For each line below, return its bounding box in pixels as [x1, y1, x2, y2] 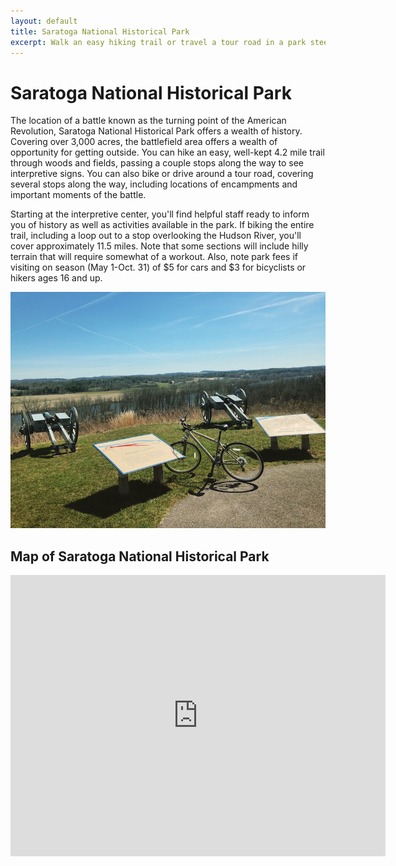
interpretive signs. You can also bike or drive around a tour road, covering [10, 168, 314, 180]
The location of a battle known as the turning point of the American [10, 115, 287, 127]
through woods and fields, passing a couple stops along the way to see [10, 157, 304, 169]
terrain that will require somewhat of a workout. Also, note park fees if [10, 251, 298, 263]
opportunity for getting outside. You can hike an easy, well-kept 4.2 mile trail [10, 146, 325, 159]
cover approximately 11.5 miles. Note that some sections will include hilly [10, 240, 309, 252]
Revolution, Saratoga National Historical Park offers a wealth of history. [10, 125, 303, 137]
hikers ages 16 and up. [10, 272, 103, 284]
